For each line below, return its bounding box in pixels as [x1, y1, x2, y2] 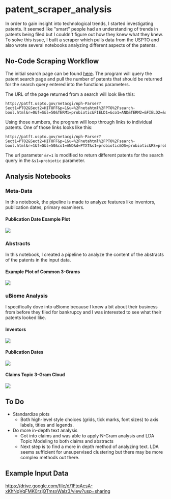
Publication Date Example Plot [5, 216, 70, 222]
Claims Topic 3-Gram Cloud [5, 372, 65, 378]
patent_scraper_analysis [5, 4, 112, 15]
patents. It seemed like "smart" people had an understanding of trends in [5, 25, 158, 32]
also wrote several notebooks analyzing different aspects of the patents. [5, 42, 157, 48]
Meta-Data [5, 188, 33, 195]
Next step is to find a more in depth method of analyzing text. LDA [20, 443, 159, 450]
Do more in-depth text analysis [12, 427, 78, 433]
